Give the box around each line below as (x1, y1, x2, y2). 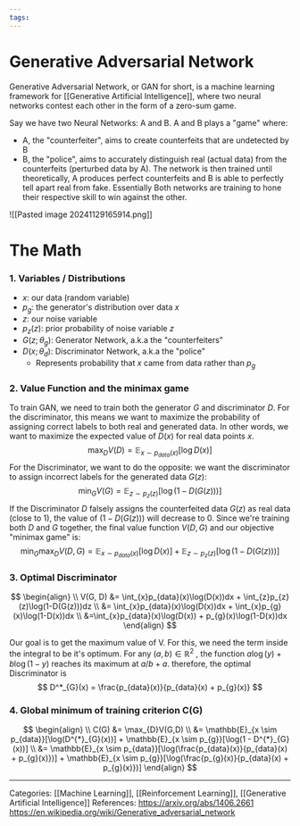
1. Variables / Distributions (9, 271, 126, 284)
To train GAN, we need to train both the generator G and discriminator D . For (9, 403, 290, 413)
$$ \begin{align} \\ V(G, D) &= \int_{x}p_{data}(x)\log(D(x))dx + (10, 591, 242, 602)
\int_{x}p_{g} (235, 601, 282, 612)
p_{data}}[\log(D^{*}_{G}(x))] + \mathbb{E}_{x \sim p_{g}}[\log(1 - (10, 733, 252, 744)
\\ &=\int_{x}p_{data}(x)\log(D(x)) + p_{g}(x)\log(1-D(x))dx (76, 611, 287, 621)
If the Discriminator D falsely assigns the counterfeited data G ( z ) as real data (9, 503, 291, 513)
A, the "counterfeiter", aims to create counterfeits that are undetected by (21, 135, 290, 146)
